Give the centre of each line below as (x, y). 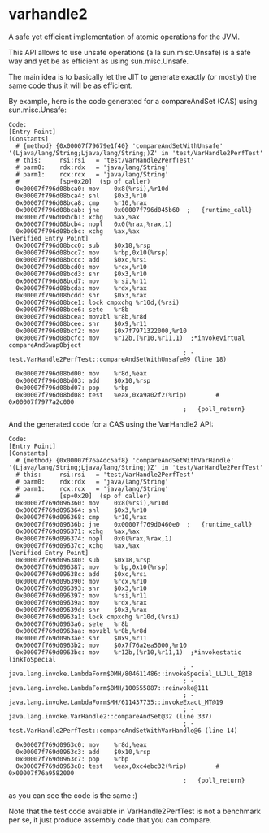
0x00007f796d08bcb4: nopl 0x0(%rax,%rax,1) (94, 224)
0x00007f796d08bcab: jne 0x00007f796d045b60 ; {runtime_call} (134, 210)
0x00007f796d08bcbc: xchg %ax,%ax (78, 231)
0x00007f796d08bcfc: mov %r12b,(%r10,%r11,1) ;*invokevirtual (130, 338)
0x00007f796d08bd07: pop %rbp (72, 388)
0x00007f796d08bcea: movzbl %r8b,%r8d (82, 317)
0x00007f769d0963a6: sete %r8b (72, 624)
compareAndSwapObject (45, 345)
